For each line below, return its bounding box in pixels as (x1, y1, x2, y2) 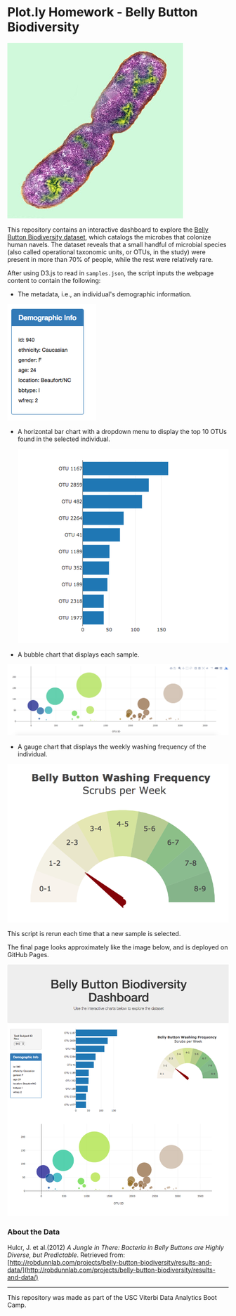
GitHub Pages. (7, 950, 49, 959)
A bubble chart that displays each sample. (17, 650, 140, 659)
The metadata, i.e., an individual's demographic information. (17, 289, 192, 298)
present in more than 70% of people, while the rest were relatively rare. (7, 255, 214, 263)
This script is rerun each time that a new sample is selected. (7, 929, 181, 937)
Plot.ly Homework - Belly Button (7, 4, 198, 20)
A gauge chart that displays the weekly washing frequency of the (17, 742, 206, 751)
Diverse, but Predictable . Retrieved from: (7, 1251, 125, 1259)
